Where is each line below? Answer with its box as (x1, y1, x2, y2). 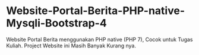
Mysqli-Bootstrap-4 (6, 16, 107, 30)
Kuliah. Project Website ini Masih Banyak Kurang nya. (6, 42, 137, 49)
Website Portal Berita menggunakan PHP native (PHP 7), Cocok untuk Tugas (6, 36, 193, 43)
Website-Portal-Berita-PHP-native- (6, 4, 185, 18)
